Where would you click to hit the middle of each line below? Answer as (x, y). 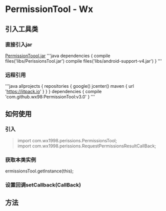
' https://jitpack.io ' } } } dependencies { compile (53, 92)
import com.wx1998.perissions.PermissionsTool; (67, 140)
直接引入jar (19, 45)
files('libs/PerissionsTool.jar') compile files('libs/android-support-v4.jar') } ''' (83, 61)
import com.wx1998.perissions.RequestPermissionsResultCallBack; (87, 146)
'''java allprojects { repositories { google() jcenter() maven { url (69, 86)
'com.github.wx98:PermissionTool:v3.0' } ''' (50, 97)
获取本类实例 (21, 160)
